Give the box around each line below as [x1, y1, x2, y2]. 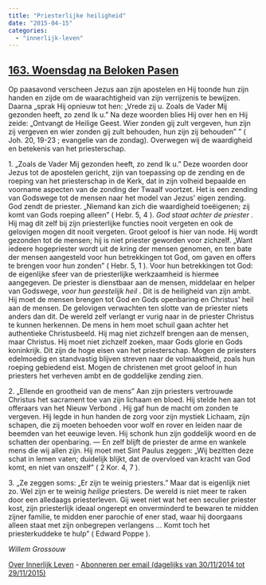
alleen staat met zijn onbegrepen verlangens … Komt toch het [8, 520, 210, 530]
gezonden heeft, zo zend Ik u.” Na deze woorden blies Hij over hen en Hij [8, 110, 248, 120]
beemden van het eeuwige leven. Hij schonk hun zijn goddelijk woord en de [8, 429, 256, 438]
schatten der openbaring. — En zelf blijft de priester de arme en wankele [8, 438, 247, 447]
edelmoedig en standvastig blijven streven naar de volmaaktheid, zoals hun [8, 354, 256, 363]
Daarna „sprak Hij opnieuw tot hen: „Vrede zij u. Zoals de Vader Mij [8, 101, 228, 112]
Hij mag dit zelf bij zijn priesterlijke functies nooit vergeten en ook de [8, 218, 233, 228]
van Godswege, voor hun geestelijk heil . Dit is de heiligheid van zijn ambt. [8, 286, 252, 296]
